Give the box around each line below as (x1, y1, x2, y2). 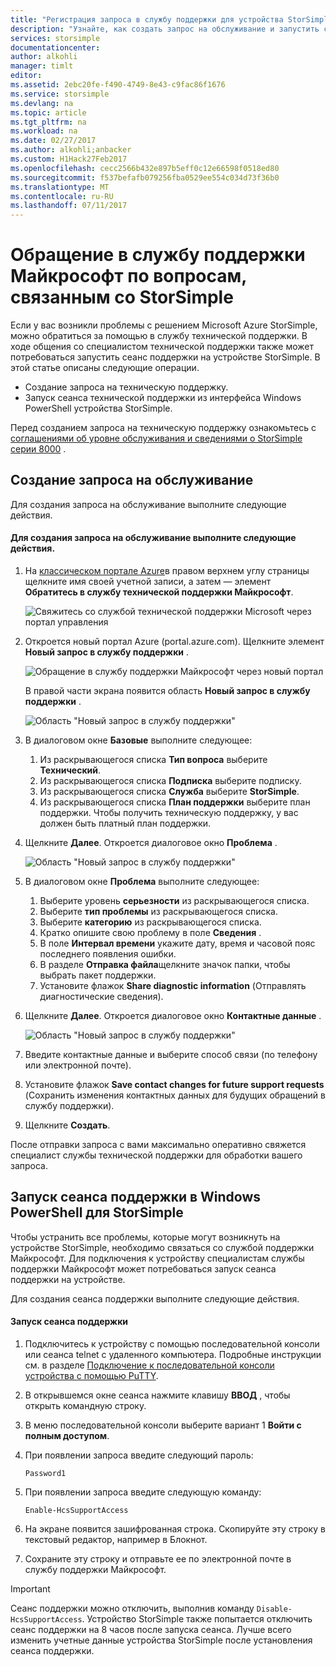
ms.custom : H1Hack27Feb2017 (10, 154, 128, 164)
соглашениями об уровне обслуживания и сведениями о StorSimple (10, 432, 303, 445)
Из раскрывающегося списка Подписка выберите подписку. (39, 775, 302, 787)
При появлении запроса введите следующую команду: (24, 1486, 262, 1498)
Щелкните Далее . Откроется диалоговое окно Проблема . (24, 837, 278, 849)
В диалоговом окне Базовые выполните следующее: (24, 734, 253, 746)
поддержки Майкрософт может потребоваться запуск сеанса (10, 1262, 277, 1275)
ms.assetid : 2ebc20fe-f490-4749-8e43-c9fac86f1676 (10, 80, 226, 90)
